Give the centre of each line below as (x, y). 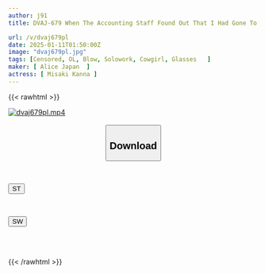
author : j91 (28, 15)
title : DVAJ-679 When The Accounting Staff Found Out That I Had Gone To (133, 23)
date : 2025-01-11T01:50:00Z (55, 44)
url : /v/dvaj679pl (38, 37)
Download (133, 146)
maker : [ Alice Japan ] (49, 67)
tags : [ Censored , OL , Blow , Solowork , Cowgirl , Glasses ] (110, 60)
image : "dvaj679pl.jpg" (48, 52)
